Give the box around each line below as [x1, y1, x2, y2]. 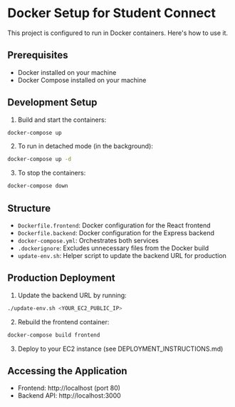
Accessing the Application [7, 365, 127, 377]
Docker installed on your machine [17, 68, 117, 76]
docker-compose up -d [7, 155, 72, 163]
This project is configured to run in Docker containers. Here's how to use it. [7, 29, 229, 37]
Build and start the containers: [17, 115, 107, 124]
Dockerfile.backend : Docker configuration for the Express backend [17, 229, 215, 237]
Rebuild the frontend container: [17, 317, 110, 326]
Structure [7, 202, 51, 215]
